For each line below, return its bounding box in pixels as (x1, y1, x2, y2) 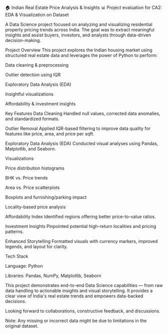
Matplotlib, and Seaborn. (5, 146, 56, 151)
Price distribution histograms (5, 165, 65, 171)
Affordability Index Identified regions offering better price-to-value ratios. (5, 213, 156, 219)
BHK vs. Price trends (5, 175, 48, 180)
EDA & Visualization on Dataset (5, 12, 69, 17)
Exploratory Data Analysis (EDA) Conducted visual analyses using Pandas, (5, 140, 158, 146)
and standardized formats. (5, 116, 60, 121)
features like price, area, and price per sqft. (5, 131, 94, 136)
